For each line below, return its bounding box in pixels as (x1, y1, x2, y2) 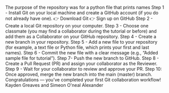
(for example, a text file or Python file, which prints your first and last (5, 44, 149, 50)
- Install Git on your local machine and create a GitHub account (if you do (5, 10, 159, 16)
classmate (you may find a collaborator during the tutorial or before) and (5, 28, 157, 34)
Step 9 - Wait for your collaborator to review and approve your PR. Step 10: (5, 66, 162, 72)
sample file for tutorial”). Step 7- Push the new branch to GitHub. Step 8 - (5, 55, 159, 61)
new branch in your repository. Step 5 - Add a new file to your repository (5, 39, 158, 45)
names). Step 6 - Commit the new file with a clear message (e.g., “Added (5, 50, 158, 55)
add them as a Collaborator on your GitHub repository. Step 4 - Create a (5, 34, 157, 40)
